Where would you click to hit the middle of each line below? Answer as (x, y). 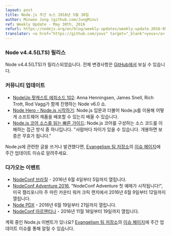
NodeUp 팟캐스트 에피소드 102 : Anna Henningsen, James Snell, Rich (83, 97)
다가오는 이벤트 (23, 167)
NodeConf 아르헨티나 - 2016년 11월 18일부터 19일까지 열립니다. (76, 211)
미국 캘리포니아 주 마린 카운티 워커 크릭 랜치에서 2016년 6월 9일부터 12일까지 (89, 192)
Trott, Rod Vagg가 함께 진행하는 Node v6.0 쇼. (60, 104)
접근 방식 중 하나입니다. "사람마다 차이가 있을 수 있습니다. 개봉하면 (92, 129)
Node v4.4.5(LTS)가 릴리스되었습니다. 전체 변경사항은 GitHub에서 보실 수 (78, 65)
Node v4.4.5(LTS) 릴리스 (35, 53)
